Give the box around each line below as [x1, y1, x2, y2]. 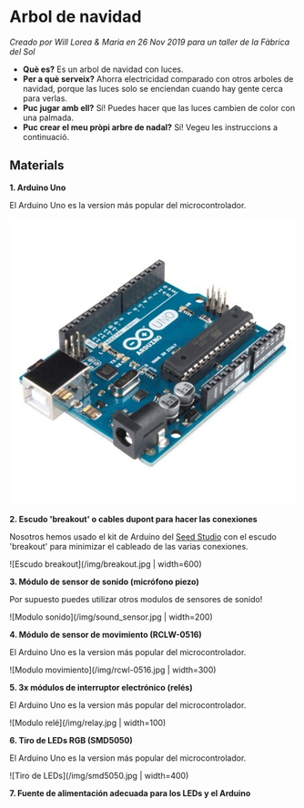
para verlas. [22, 93, 68, 104]
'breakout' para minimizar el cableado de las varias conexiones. [9, 540, 248, 551]
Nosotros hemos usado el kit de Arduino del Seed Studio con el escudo [9, 530, 278, 542]
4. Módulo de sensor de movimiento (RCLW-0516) [9, 629, 202, 640]
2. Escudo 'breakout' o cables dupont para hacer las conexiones [9, 513, 258, 524]
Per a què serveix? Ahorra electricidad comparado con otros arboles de [22, 73, 294, 84]
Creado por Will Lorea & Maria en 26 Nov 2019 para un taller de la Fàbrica [9, 36, 289, 47]
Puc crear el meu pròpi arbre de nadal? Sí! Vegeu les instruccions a [22, 121, 279, 133]
